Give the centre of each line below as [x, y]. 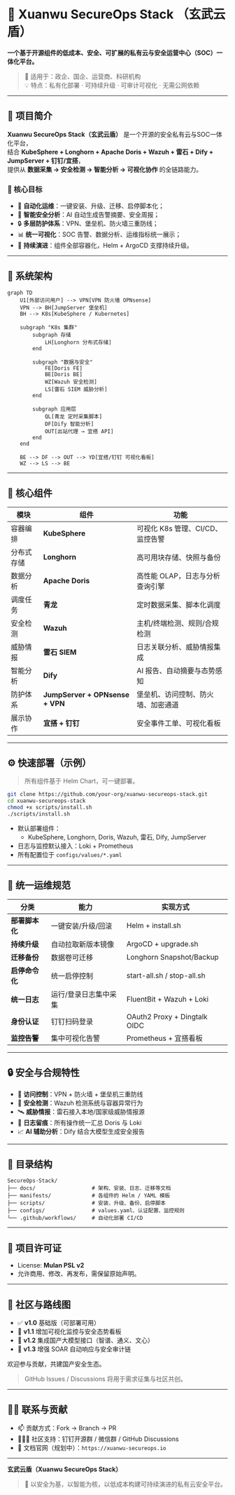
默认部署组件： [39, 828]
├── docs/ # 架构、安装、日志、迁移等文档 [89, 1188]
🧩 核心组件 [30, 493]
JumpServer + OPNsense [86, 694]
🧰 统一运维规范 [39, 885]
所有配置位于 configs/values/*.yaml [70, 854]
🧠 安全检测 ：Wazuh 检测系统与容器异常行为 [80, 1103]
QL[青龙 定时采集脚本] [73, 416]
